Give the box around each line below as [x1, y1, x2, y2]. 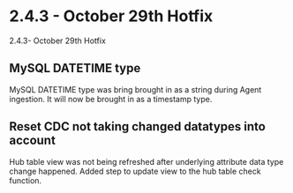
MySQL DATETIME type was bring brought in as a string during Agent [9, 84, 262, 94]
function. [9, 174, 42, 186]
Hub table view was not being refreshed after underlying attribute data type [9, 156, 284, 167]
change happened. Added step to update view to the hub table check [9, 166, 262, 176]
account [9, 133, 56, 148]
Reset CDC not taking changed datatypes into [9, 119, 267, 134]
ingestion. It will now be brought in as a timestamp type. [9, 93, 213, 104]
